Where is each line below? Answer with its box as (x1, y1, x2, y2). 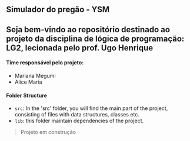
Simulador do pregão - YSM (6, 5, 110, 15)
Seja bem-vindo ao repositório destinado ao (6, 25, 171, 35)
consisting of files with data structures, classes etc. (14, 111, 139, 118)
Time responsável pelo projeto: (6, 59, 84, 66)
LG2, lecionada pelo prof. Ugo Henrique (6, 43, 154, 53)
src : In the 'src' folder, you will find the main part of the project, (14, 105, 168, 112)
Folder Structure (6, 92, 47, 99)
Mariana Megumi (14, 72, 56, 79)
